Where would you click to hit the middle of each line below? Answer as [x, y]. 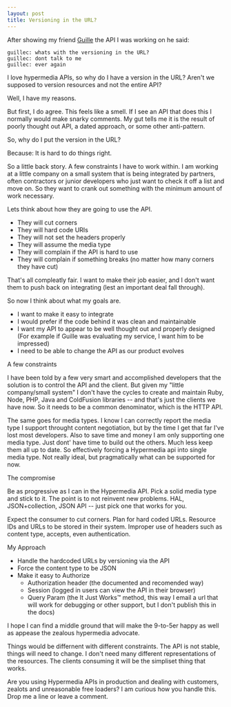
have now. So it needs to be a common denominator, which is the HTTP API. [115, 407]
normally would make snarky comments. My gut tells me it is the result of [111, 119]
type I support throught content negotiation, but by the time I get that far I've [115, 427]
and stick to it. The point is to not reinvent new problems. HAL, [96, 498]
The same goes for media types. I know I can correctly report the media [109, 420]
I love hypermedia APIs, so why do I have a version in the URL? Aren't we [111, 77]
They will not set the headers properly [71, 237]
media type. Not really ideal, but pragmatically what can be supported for [111, 457]
